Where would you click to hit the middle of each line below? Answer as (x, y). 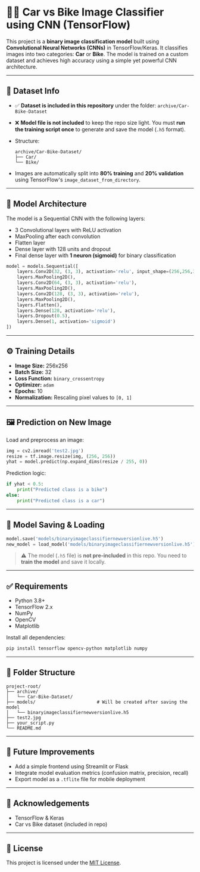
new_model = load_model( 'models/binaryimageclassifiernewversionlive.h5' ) (101, 544)
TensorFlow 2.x (34, 607)
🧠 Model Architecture (47, 204)
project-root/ (24, 686)
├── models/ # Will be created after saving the (97, 702)
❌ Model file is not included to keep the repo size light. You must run (100, 122)
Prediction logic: (26, 473)
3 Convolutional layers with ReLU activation (68, 230)
